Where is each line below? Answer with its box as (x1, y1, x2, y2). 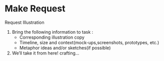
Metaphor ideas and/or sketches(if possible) (19, 45, 111, 51)
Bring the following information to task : (11, 29, 93, 35)
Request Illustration (4, 19, 44, 25)
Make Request (4, 3, 65, 14)
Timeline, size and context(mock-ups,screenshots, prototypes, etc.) (19, 39, 159, 45)
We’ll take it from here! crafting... (11, 50, 79, 56)
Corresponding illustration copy (19, 34, 84, 40)
